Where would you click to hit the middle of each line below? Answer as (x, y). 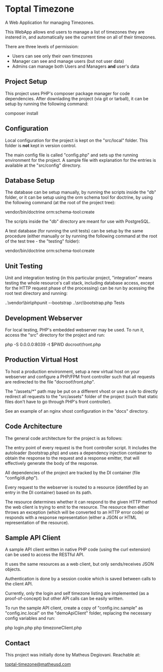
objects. (13, 569)
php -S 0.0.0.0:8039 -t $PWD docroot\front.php (53, 344)
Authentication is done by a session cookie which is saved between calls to (81, 579)
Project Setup (26, 82)
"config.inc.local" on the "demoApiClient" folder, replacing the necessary (78, 613)
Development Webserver (44, 318)
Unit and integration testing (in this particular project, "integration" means (79, 278)
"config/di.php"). (22, 478)
